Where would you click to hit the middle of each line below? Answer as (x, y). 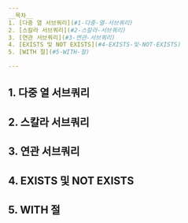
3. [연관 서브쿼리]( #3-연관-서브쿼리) (62, 37)
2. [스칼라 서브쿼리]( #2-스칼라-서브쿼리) (67, 30)
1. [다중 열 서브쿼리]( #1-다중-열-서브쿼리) (71, 23)
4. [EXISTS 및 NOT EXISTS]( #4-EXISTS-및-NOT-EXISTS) (95, 45)
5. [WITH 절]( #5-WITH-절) (49, 52)
